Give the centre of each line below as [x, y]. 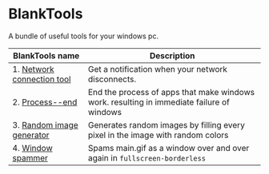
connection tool [42, 79]
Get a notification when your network [158, 69]
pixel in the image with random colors [158, 135]
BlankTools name [46, 55]
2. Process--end [45, 102]
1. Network [33, 69]
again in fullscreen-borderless [147, 158]
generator [31, 135]
